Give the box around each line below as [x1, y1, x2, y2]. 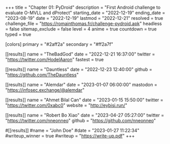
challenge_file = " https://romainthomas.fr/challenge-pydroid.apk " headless [5, 20, 162, 26]
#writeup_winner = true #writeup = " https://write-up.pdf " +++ [5, 133, 135, 139]
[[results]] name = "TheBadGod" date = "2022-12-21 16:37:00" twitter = [5, 51, 155, 57]
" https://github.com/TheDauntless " [5, 72, 79, 78]
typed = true [5, 32, 31, 37]
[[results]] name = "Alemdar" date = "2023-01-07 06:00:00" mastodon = [5, 81, 157, 88]
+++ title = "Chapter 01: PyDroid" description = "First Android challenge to [5, 5, 161, 10]
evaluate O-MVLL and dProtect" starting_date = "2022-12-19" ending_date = [5, 10, 165, 16]
